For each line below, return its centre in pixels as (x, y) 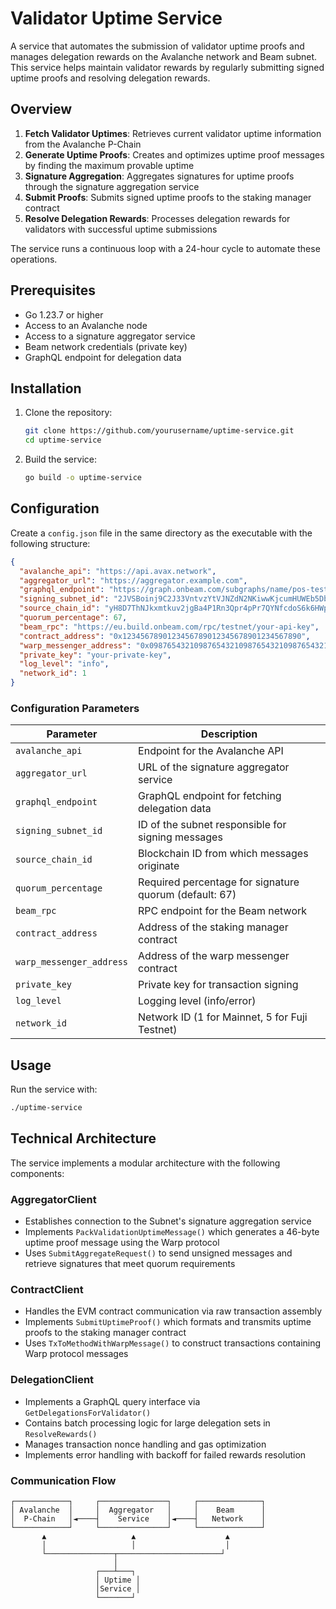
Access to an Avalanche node (86, 325)
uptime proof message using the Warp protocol (122, 1243)
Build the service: (60, 459)
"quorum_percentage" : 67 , (73, 618)
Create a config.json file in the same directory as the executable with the (161, 533)
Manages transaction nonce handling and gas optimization (145, 1444)
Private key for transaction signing (218, 985)
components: (37, 1173)
